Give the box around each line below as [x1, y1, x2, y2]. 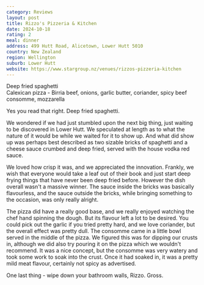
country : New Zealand [6, 49, 62, 55]
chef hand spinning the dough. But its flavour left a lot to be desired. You [6, 215, 189, 222]
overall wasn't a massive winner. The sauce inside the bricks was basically [6, 183, 194, 190]
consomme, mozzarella [6, 95, 65, 103]
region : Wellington [6, 54, 56, 61]
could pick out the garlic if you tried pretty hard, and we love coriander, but [6, 221, 195, 228]
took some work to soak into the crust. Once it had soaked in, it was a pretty [6, 253, 199, 261]
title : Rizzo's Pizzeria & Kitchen [6, 20, 97, 26]
